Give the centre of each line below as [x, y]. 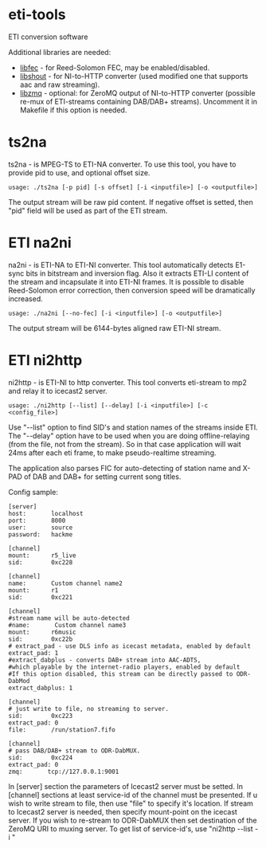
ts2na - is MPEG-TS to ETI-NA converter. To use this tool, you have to [122, 164]
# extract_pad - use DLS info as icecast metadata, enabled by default [129, 646]
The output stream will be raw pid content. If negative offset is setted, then [131, 202]
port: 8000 [37, 520]
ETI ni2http [45, 360]
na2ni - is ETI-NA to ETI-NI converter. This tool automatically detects [121, 265]
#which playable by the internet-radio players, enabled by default [124, 667]
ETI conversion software [48, 37]
